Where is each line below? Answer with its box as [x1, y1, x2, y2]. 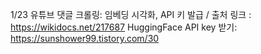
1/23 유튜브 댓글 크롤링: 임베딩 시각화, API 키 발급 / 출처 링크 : [10, 9, 252, 20]
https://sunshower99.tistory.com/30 [10, 33, 160, 44]
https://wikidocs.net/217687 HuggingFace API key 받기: [10, 21, 238, 33]
